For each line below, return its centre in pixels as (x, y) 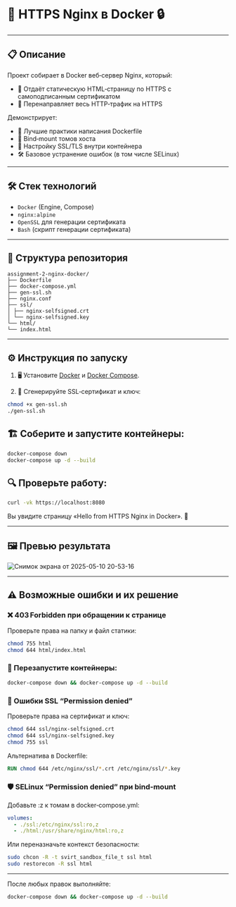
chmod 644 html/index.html (47, 650)
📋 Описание (37, 55)
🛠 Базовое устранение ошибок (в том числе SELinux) (98, 154)
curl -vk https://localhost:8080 (56, 503)
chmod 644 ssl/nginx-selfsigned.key (61, 735)
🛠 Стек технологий (52, 186)
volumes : (20, 818)
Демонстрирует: (32, 117)
